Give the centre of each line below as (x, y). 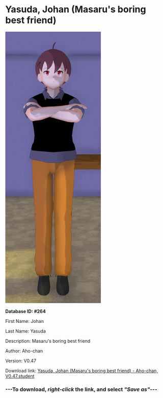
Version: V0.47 (21, 361)
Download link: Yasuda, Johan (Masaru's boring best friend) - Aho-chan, (81, 370)
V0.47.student (20, 376)
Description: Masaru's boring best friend (48, 341)
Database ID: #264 (25, 311)
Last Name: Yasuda (25, 331)
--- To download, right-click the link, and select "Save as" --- (81, 389)
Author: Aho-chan (24, 350)
